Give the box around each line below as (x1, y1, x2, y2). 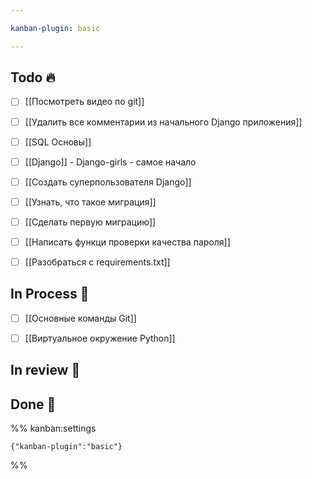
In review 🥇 (10, 362, 81, 379)
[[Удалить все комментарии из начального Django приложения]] (24, 116, 303, 128)
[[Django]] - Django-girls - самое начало (24, 156, 197, 168)
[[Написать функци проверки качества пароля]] (24, 236, 231, 248)
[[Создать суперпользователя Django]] (24, 176, 192, 188)
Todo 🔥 (10, 69, 56, 86)
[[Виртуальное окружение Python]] (24, 332, 176, 344)
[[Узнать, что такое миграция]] (24, 196, 157, 208)
